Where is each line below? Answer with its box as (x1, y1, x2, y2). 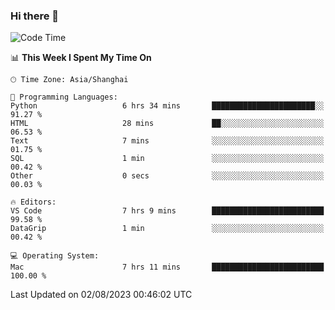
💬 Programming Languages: (10, 92, 118, 103)
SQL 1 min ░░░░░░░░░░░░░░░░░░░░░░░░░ (10, 154, 325, 164)
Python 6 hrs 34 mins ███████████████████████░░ (10, 101, 325, 111)
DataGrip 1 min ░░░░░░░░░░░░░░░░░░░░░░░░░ (10, 224, 325, 234)
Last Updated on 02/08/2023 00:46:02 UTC (10, 289, 193, 301)
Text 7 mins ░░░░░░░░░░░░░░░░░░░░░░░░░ (10, 136, 325, 146)
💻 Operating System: (10, 251, 100, 261)
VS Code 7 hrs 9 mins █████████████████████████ (10, 206, 325, 216)
